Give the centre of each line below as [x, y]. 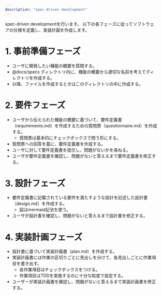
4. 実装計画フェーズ [44, 237]
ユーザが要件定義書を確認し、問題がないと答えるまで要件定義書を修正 [82, 156]
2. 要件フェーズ [35, 105]
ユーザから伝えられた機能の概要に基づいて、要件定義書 [67, 120]
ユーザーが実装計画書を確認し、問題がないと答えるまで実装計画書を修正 [84, 282]
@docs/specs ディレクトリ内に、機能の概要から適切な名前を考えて [79, 72]
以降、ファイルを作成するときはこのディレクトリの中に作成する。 [78, 84]
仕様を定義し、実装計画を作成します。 [51, 30]
